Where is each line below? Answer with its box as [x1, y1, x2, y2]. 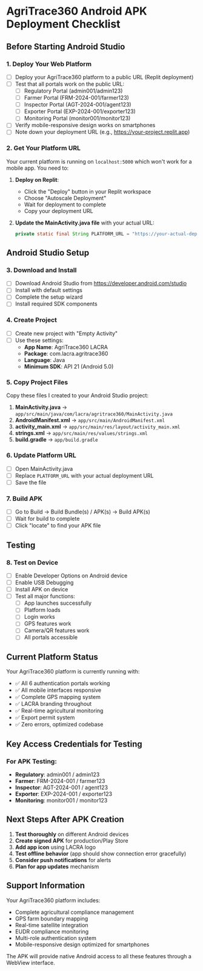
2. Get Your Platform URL [6, 144, 81, 153]
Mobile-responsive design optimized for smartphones [15, 941, 150, 948]
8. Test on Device [6, 558, 59, 566]
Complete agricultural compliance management [15, 908, 135, 916]
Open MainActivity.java [15, 465, 73, 472]
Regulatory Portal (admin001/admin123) [24, 87, 123, 94]
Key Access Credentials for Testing [6, 739, 142, 749]
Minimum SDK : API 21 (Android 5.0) [24, 363, 114, 370]
